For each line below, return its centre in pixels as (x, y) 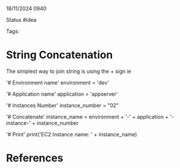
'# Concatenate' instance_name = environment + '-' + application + (87, 116)
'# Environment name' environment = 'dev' (58, 82)
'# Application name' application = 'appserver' (62, 94)
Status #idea (21, 20)
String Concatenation (60, 55)
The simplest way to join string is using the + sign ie (69, 71)
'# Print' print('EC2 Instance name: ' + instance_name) (72, 134)
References (35, 158)
